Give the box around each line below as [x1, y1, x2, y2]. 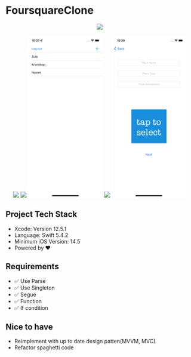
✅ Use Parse [14, 277, 46, 284]
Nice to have [5, 322, 53, 332]
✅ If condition [14, 304, 48, 311]
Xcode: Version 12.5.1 [14, 225, 67, 232]
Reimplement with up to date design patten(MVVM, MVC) [14, 338, 156, 345]
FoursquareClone [5, 4, 94, 17]
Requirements [5, 261, 59, 272]
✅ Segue [14, 291, 36, 298]
